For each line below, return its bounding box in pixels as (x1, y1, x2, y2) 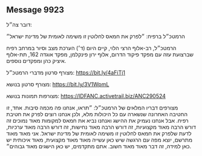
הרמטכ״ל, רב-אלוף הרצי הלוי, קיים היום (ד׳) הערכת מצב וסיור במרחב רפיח (6, 44, 177, 51)
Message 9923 (6, 5, 65, 15)
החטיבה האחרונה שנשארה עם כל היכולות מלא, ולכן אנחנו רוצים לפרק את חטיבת (6, 110, 188, 117)
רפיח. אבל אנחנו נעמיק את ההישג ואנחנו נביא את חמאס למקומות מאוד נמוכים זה (6, 117, 189, 124)
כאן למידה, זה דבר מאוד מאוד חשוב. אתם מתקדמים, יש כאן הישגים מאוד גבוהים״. (6, 142, 192, 150)
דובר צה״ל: (6, 21, 32, 28)
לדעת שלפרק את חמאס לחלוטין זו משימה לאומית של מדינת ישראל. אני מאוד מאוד (6, 129, 192, 137)
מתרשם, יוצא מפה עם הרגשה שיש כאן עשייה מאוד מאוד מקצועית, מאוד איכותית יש (6, 136, 192, 143)
